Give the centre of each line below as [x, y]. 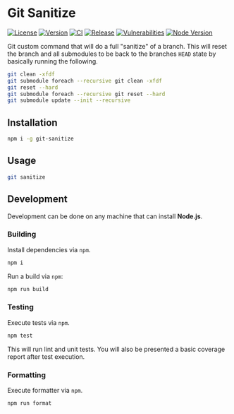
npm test [20, 336]
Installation [32, 123]
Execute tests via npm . [39, 322]
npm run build [28, 289]
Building [22, 235]
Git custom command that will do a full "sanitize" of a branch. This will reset [117, 46]
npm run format [30, 403]
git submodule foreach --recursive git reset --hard [86, 94]
